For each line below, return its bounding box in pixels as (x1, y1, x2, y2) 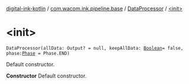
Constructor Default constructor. (6, 72, 87, 79)
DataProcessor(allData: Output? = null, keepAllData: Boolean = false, (6, 45, 184, 51)
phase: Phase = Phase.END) (6, 50, 70, 56)
